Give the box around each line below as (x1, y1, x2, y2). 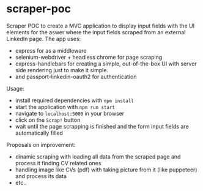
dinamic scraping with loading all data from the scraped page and (15, 152, 181, 160)
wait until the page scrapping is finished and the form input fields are (15, 122, 189, 130)
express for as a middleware (15, 47, 87, 54)
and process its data (15, 172, 67, 179)
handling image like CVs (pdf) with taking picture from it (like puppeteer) (15, 166, 197, 173)
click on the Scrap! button (15, 116, 81, 124)
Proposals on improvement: (6, 141, 76, 148)
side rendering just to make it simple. (15, 66, 109, 73)
